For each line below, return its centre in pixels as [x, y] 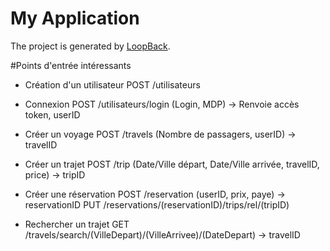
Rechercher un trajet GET [77, 224]
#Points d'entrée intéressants [71, 65]
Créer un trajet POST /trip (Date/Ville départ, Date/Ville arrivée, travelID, [172, 164]
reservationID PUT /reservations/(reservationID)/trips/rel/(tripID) [157, 204]
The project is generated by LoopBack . [90, 46]
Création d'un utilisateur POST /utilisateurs [112, 84]
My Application [75, 18]
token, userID [52, 114]
